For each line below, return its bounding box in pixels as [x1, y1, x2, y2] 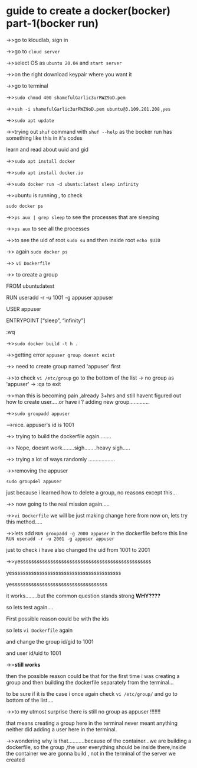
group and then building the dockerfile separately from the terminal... [6, 679, 174, 686]
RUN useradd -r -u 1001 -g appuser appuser [6, 294, 114, 301]
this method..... [6, 518, 42, 525]
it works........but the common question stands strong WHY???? [6, 592, 160, 599]
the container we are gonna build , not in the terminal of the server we [6, 750, 176, 757]
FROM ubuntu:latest [6, 282, 55, 290]
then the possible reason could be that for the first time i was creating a [6, 672, 180, 679]
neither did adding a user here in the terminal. [6, 725, 117, 732]
